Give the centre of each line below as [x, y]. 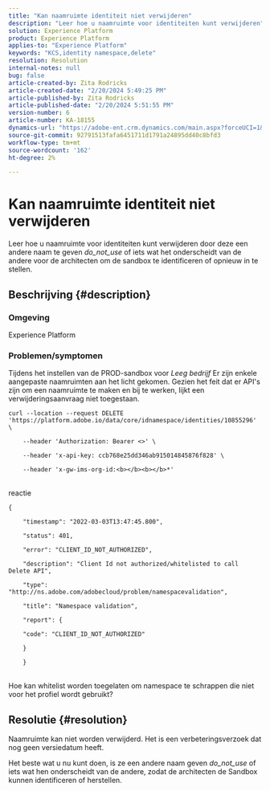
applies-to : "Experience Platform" [68, 46]
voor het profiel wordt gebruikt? [61, 695]
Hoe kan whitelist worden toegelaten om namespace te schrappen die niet [131, 686]
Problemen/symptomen [55, 356]
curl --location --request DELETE [66, 414]
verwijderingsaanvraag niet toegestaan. [74, 399]
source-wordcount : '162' [50, 150]
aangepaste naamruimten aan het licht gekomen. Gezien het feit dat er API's [135, 381]
